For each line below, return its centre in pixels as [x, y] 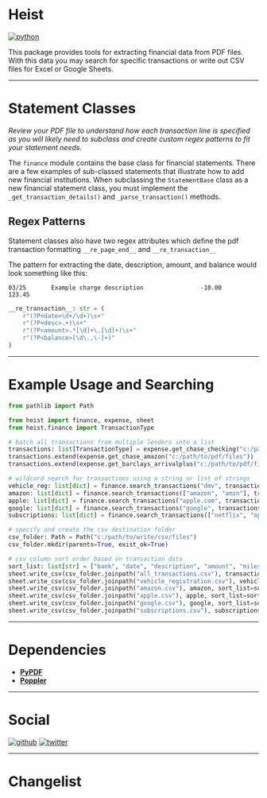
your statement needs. [45, 147]
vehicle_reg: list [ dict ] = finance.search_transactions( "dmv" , [115, 486]
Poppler [33, 680]
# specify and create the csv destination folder [92, 530]
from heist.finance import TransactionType [81, 428]
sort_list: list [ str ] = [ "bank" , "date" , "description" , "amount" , [122, 566]
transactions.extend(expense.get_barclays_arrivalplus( [103, 464]
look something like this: [48, 273]
